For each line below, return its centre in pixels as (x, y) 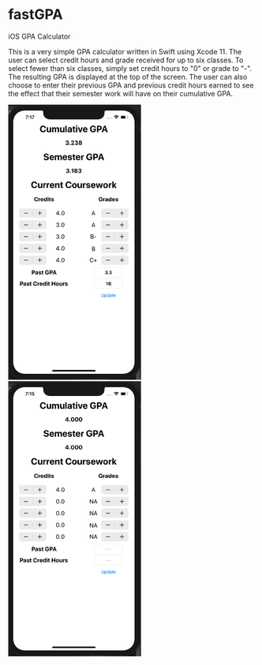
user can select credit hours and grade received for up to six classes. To (126, 60)
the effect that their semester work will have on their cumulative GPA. (121, 93)
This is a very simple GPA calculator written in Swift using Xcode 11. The (125, 51)
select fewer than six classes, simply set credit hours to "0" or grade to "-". (130, 68)
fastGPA (36, 15)
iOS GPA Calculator (39, 36)
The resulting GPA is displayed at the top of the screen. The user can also (128, 77)
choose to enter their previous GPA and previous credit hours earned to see (131, 85)
